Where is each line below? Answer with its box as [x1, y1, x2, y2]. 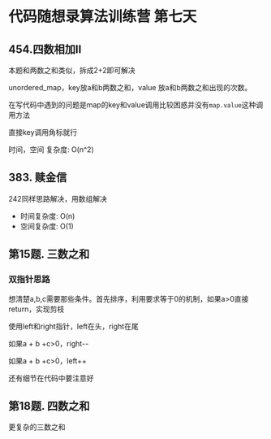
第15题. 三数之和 [8, 247, 90, 261]
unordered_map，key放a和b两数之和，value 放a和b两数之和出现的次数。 [8, 83, 252, 92]
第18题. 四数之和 [8, 399, 91, 413]
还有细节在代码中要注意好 [8, 373, 94, 383]
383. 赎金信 [8, 171, 67, 185]
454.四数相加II [8, 42, 82, 56]
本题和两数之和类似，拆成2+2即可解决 [8, 66, 135, 75]
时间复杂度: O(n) [19, 211, 75, 220]
